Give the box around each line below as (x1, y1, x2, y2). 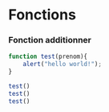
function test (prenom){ (8, 52, 88, 61)
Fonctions (8, 6, 76, 24)
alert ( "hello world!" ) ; (22, 60, 103, 68)
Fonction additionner (8, 35, 92, 46)
